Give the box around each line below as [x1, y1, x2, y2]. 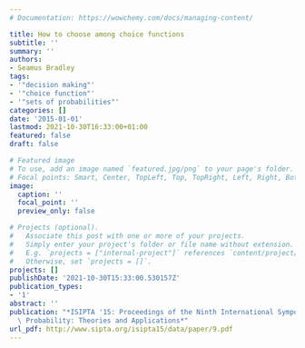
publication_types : [9, 283, 84, 292]
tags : [9, 72, 30, 82]
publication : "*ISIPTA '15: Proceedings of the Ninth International [9, 307, 274, 316]
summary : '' [9, 46, 54, 55]
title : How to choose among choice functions [9, 29, 184, 39]
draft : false [9, 140, 59, 149]
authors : [9, 55, 43, 65]
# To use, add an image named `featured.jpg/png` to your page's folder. [9, 164, 295, 174]
